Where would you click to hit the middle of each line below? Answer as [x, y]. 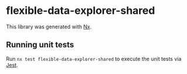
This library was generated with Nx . [49, 27]
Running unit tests [40, 45]
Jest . [12, 65]
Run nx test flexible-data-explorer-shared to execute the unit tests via [94, 58]
